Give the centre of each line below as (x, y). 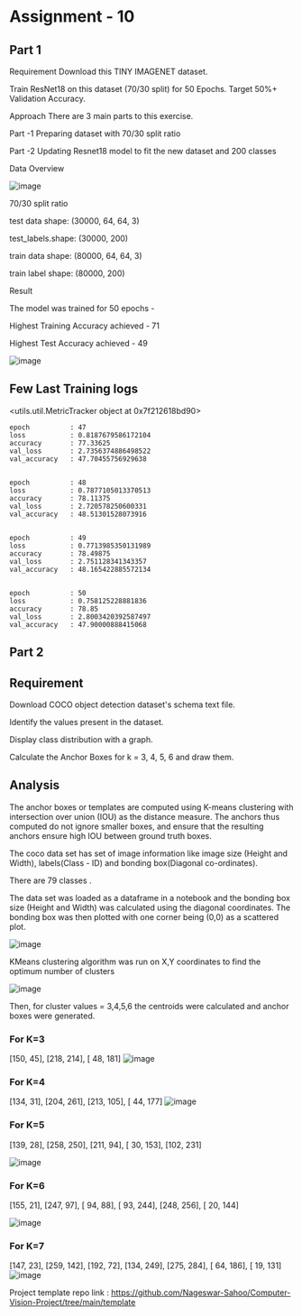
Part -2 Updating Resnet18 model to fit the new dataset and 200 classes (143, 151)
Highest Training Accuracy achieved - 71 (85, 326)
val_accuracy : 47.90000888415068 (78, 624)
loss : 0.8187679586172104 (80, 435)
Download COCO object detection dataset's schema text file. (123, 704)
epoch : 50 (48, 593)
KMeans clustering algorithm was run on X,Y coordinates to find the (135, 962)
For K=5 (27, 1125)
